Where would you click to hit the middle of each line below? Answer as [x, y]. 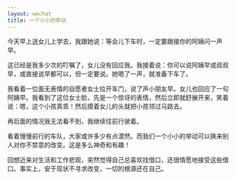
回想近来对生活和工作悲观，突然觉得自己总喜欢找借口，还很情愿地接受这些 [115, 159]
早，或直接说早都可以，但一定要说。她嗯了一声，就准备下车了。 [99, 74]
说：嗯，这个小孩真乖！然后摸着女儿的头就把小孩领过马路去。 [97, 106]
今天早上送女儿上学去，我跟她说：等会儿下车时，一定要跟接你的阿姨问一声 [115, 41]
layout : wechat [29, 14]
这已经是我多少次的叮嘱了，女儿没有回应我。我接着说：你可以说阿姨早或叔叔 [118, 65]
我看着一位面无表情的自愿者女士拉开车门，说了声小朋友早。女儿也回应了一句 [118, 88]
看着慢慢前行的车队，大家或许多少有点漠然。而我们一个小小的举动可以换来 [115, 136]
